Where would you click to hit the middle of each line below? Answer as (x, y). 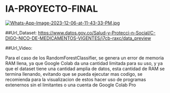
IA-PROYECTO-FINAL (52, 9)
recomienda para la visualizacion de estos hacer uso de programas (76, 79)
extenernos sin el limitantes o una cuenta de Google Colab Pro (71, 85)
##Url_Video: (19, 48)
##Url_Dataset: (21, 33)
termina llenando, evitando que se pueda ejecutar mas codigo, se (74, 74)
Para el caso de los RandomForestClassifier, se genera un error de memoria (85, 58)
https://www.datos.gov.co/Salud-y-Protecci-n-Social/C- (97, 33)
